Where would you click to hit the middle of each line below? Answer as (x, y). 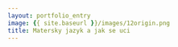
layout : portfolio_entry (49, 16)
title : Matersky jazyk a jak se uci (69, 30)
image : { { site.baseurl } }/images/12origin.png (89, 23)
